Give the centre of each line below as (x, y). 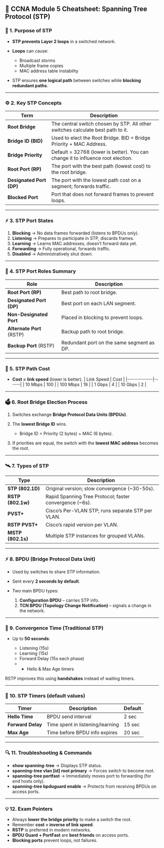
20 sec (132, 733)
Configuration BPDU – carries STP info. (59, 600)
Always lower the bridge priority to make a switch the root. (72, 819)
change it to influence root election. (92, 158)
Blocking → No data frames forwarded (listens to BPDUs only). (75, 233)
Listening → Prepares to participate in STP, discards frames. (73, 238)
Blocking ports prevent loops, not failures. (55, 840)
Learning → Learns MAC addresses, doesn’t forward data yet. (75, 244)
